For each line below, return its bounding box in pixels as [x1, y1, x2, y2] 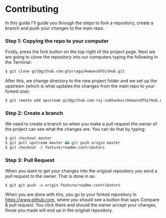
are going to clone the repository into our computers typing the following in [5, 54, 158, 60]
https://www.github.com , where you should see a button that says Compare [5, 197, 160, 203]
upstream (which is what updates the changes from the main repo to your [5, 83, 155, 89]
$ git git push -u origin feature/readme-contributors [5, 183, 121, 188]
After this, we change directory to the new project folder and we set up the [5, 78, 157, 84]
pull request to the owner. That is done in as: [5, 173, 96, 179]
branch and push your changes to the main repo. [5, 25, 105, 31]
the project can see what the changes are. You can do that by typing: [5, 126, 146, 132]
